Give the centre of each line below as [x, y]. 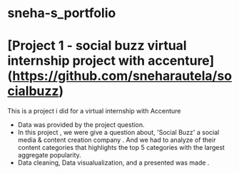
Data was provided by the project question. [81, 125]
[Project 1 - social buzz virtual [97, 46]
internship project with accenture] [111, 61]
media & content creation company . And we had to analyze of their [117, 140]
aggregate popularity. [50, 155]
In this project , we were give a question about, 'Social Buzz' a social [118, 133]
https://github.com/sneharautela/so [122, 76]
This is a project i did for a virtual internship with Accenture [94, 111]
